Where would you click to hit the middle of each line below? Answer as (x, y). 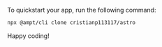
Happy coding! (29, 36)
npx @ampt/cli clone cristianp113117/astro (72, 23)
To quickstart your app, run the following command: (82, 10)
